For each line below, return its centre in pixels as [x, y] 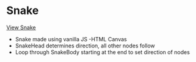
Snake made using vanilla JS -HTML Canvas [71, 39]
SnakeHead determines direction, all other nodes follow [85, 46]
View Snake [21, 27]
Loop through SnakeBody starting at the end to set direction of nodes [103, 52]
